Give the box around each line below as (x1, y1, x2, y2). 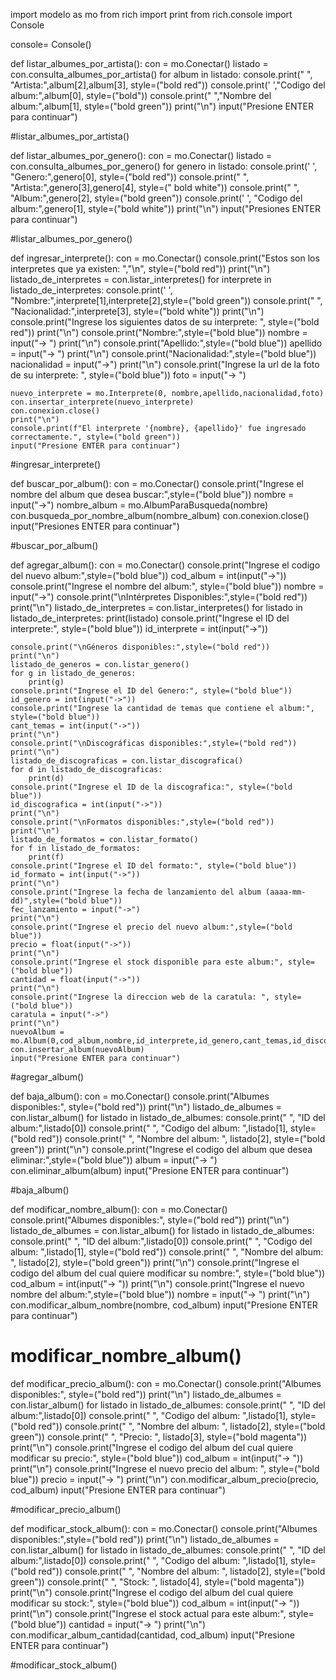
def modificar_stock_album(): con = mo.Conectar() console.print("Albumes (10, 1522, 318, 1534)
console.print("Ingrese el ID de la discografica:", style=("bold (10, 782, 293, 792)
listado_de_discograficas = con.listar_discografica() (10, 756, 244, 766)
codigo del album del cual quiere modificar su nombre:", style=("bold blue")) (10, 1267, 326, 1279)
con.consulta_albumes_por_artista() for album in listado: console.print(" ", (10, 69, 313, 80)
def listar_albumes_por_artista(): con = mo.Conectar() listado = (10, 58, 269, 69)
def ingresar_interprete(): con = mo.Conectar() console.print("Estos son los (10, 252, 320, 264)
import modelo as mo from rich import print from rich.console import (10, 9, 293, 20)
